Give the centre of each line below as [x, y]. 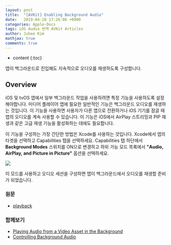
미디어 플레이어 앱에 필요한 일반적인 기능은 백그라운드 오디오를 [90, 104]
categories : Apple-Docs [31, 24]
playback [22, 206]
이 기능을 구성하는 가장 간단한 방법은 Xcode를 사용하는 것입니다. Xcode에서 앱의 [86, 134]
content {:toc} [27, 58]
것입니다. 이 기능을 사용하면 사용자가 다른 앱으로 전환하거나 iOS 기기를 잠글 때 [88, 110]
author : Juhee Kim [25, 34]
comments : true [21, 43]
